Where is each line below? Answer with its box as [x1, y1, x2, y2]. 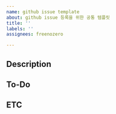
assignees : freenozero [6, 31, 63, 37]
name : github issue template [6, 8, 80, 15]
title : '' [6, 20, 31, 26]
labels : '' [6, 25, 34, 32]
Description [6, 59, 51, 69]
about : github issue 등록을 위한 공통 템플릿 [6, 14, 111, 21]
